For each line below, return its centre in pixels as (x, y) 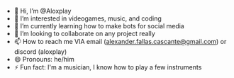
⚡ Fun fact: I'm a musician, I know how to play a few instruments (108, 67)
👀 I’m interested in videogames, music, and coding (88, 18)
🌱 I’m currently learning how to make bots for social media (99, 26)
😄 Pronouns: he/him (44, 59)
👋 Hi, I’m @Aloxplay (43, 11)
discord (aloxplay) (40, 52)
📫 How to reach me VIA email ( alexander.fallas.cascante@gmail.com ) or (120, 41)
